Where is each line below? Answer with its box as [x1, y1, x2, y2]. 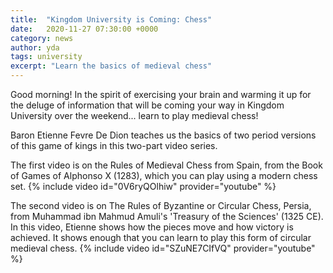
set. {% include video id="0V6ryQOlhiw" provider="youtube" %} [10, 181, 277, 192]
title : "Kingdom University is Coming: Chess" [10, 14, 213, 25]
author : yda [10, 42, 60, 53]
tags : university [10, 52, 83, 62]
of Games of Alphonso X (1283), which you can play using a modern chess [10, 170, 318, 181]
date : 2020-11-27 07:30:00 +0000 [10, 24, 159, 34]
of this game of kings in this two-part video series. [10, 140, 218, 151]
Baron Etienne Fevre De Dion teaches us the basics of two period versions [10, 129, 317, 141]
